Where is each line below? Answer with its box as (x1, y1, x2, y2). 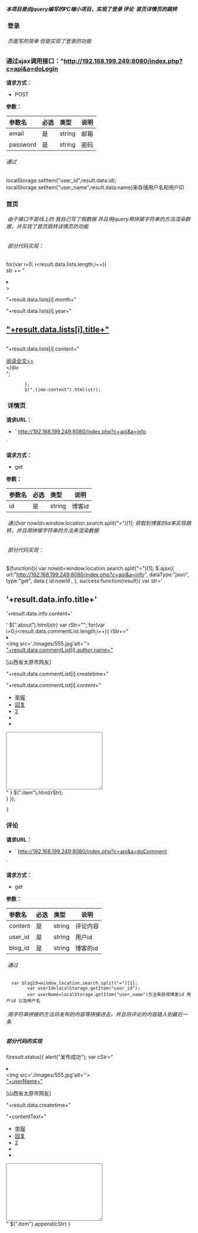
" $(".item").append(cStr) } (6, 1221, 71, 1228)
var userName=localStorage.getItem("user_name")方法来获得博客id (27, 991, 184, 997)
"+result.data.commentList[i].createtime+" (6, 671, 109, 678)
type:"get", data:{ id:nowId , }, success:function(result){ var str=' (6, 577, 163, 585)
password (9, 140, 36, 148)
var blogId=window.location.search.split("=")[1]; (11, 980, 138, 986)
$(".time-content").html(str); (24, 387, 101, 393)
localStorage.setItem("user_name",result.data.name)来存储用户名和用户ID (6, 184, 184, 191)
